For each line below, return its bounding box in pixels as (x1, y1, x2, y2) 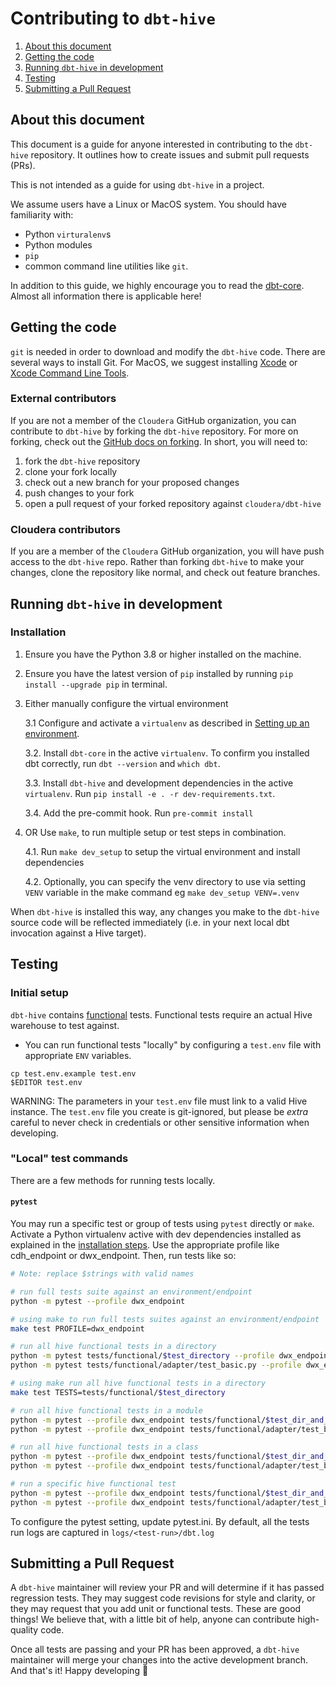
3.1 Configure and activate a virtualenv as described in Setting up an (24, 717, 310, 729)
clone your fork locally (24, 465, 118, 477)
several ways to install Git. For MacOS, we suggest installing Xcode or (10, 356, 298, 368)
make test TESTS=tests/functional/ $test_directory (10, 1387, 226, 1397)
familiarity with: (10, 208, 74, 221)
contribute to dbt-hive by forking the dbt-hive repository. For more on (10, 425, 299, 437)
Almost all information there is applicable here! (10, 290, 202, 302)
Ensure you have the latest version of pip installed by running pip (24, 667, 294, 679)
